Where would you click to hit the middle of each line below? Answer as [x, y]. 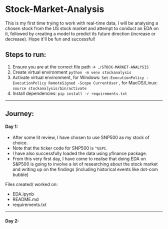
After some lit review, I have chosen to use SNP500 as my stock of [81, 137]
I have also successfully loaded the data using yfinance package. [80, 153]
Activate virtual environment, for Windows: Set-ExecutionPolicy [78, 77]
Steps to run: [26, 55]
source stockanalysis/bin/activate [49, 88]
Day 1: [12, 126]
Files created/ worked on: [31, 184]
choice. [20, 143]
